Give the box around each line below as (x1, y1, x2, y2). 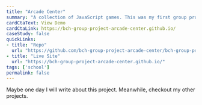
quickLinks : (6, 36, 36, 42)
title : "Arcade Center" (6, 8, 66, 15)
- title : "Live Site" (6, 53, 61, 59)
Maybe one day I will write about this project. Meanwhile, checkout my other (6, 86, 195, 93)
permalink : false (6, 70, 50, 76)
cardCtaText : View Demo (6, 20, 66, 26)
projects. (6, 92, 28, 100)
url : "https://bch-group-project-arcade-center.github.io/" (11, 58, 165, 64)
